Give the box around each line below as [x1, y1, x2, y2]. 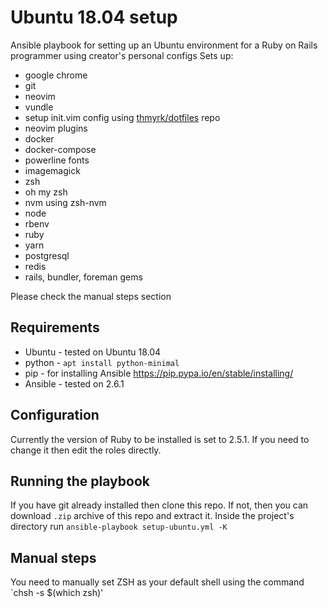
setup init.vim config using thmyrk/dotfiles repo [24, 111, 221, 123]
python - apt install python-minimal [24, 356, 180, 368]
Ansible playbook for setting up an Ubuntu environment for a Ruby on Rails [10, 39, 318, 51]
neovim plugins [24, 122, 88, 134]
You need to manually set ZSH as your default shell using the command [10, 576, 305, 588]
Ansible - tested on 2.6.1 [24, 377, 125, 390]
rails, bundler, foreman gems [24, 271, 143, 283]
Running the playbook [10, 472, 150, 490]
